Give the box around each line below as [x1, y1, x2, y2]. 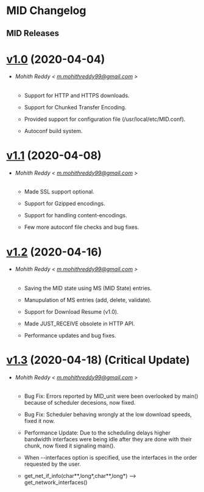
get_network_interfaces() [24, 479, 88, 486]
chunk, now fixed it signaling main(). [24, 442, 116, 449]
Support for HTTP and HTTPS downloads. [24, 92, 130, 99]
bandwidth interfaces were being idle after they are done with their [24, 436, 192, 443]
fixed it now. [24, 418, 55, 425]
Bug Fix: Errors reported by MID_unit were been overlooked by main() [24, 393, 199, 400]
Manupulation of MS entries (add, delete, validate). [24, 296, 152, 303]
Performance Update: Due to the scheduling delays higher [24, 429, 171, 436]
